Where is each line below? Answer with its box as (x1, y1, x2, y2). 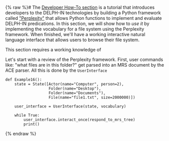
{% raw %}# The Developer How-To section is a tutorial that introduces (5, 5, 155, 10)
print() (23, 122, 40, 127)
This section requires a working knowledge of (5, 47, 101, 52)
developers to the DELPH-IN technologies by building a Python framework (5, 10, 161, 16)
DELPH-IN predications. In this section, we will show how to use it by (5, 20, 150, 26)
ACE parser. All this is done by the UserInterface (5, 67, 107, 73)
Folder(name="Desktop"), (48, 86, 101, 91)
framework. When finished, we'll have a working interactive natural (5, 32, 146, 37)
